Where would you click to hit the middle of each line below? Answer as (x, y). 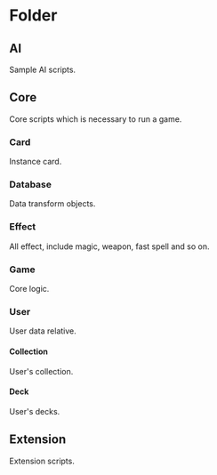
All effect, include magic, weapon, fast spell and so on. (109, 246)
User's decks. (35, 411)
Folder (33, 16)
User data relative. (43, 331)
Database (30, 185)
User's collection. (41, 371)
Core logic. (29, 289)
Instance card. (36, 162)
